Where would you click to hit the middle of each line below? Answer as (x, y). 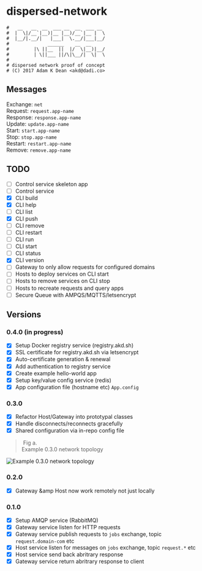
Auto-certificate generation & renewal (63, 359)
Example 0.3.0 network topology (62, 449)
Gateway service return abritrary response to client (80, 561)
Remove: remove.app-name (39, 150)
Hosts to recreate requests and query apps (69, 288)
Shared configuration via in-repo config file (69, 430)
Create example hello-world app (56, 373)
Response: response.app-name (44, 117)
